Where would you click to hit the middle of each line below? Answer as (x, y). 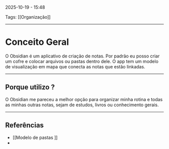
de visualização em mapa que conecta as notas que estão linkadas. (75, 66)
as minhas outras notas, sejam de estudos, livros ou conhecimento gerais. (82, 105)
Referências (25, 125)
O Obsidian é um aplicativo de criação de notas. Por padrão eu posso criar (82, 56)
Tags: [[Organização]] (28, 17)
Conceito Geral (37, 42)
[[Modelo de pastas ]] (35, 137)
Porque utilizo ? (30, 87)
